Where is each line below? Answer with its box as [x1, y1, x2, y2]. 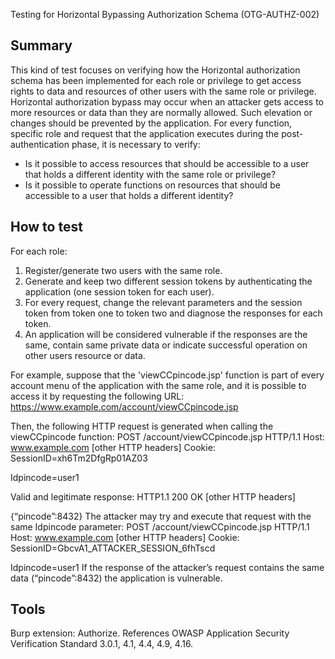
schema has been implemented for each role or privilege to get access [10, 74, 302, 86]
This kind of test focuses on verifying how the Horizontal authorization [10, 64, 301, 76]
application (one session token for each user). [24, 285, 215, 298]
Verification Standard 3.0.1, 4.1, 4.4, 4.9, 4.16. [10, 638, 194, 650]
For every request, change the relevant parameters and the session [24, 296, 303, 308]
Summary [10, 37, 73, 54]
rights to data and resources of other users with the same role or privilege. [10, 85, 317, 97]
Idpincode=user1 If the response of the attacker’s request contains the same [10, 561, 325, 573]
